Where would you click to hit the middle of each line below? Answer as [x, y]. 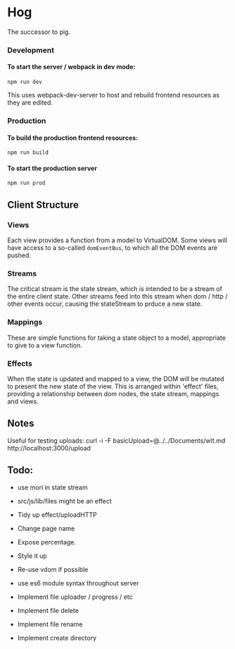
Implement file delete [48, 610]
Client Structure [43, 204]
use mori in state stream [52, 487]
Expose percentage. [46, 542]
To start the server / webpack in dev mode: [71, 67]
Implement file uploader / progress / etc [75, 597]
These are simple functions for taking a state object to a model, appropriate [117, 338]
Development [31, 50]
